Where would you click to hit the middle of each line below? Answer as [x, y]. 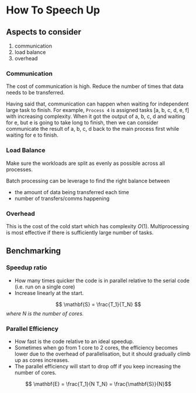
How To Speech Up [53, 10]
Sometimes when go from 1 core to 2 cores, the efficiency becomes [96, 347]
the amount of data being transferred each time [72, 192]
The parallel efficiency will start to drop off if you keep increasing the [98, 366]
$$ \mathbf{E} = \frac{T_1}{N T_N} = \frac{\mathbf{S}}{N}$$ [98, 384]
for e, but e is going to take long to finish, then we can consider [82, 123]
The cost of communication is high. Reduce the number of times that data [95, 86]
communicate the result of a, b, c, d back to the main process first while [93, 129]
